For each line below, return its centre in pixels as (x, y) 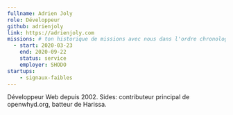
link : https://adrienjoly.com (51, 33)
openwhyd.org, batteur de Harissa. (57, 105)
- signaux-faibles (46, 77)
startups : (21, 71)
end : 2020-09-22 (43, 52)
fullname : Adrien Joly (40, 13)
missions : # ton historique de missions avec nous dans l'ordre (102, 39)
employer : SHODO (43, 65)
